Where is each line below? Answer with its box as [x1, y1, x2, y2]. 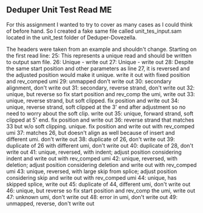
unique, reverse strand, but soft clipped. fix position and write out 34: [6, 97, 180, 104]
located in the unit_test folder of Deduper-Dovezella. [6, 33, 138, 41]
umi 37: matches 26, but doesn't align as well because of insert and [6, 129, 175, 136]
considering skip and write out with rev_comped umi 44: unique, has [6, 174, 177, 181]
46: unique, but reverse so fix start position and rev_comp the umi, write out [6, 187, 196, 194]
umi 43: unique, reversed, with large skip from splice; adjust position [6, 168, 178, 175]
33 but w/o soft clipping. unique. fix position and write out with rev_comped [6, 122, 195, 129]
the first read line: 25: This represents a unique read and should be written [6, 51, 192, 59]
